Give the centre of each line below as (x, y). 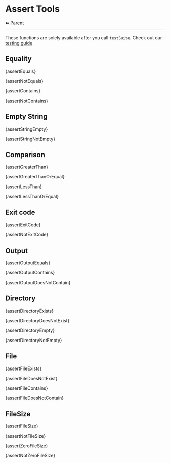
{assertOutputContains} (30, 273)
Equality (18, 59)
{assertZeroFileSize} (27, 446)
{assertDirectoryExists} (30, 311)
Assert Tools (32, 9)
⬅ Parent (15, 23)
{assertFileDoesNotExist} (32, 378)
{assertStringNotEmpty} (30, 139)
